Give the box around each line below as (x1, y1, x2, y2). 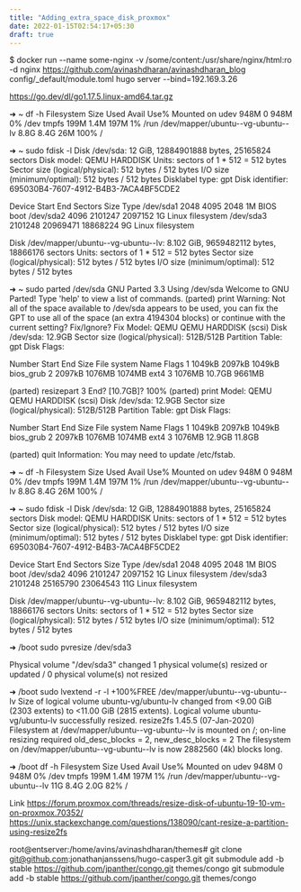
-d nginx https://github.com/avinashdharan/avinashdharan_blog (9, 64, 246, 75)
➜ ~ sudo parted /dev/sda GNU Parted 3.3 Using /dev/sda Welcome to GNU (9, 284, 290, 295)
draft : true (9, 30, 54, 39)
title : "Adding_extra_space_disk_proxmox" (9, 13, 171, 23)
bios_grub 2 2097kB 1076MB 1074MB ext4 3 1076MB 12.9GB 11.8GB (9, 432, 260, 442)
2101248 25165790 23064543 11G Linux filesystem (9, 578, 198, 589)
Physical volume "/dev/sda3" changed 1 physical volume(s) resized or (9, 660, 268, 670)
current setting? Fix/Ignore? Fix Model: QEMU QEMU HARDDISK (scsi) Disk (9, 322, 288, 333)
